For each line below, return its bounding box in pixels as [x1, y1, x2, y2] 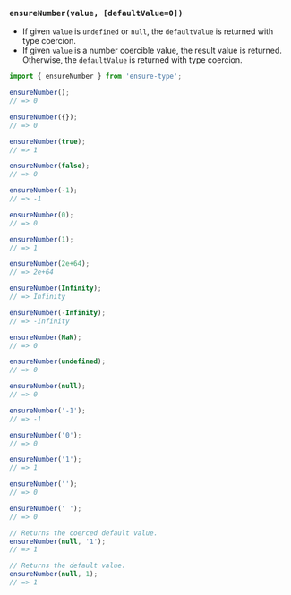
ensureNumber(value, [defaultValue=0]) [9, 8, 184, 18]
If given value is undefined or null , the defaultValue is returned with [21, 26, 274, 37]
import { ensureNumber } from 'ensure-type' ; [9, 72, 182, 81]
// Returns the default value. [9, 561, 126, 571]
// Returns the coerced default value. [9, 528, 158, 538]
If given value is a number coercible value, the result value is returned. [21, 45, 282, 56]
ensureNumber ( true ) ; [9, 137, 87, 146]
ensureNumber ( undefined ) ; [9, 357, 106, 366]
